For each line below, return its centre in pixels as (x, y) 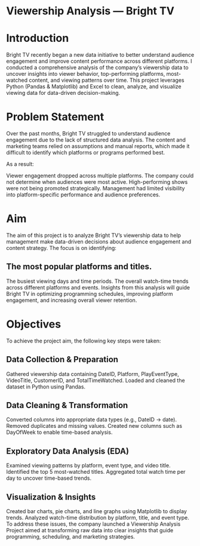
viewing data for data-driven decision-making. (63, 93)
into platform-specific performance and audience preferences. (83, 195)
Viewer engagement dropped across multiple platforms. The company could (100, 176)
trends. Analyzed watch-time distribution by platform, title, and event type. (98, 518)
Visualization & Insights (51, 497)
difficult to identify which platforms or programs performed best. (86, 153)
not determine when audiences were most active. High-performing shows (97, 182)
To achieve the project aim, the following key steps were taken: (84, 341)
